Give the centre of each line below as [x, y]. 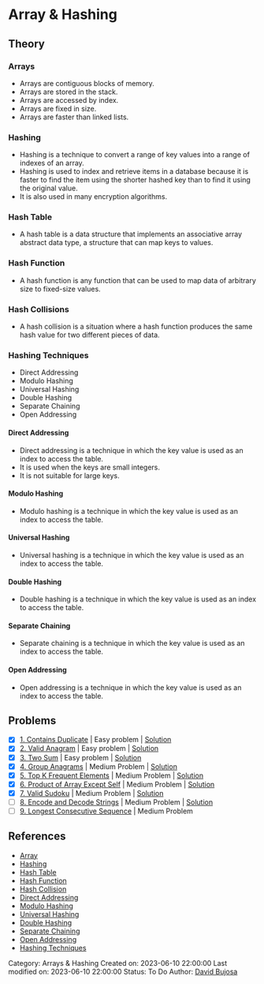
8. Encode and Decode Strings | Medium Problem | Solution [116, 802]
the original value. [48, 188]
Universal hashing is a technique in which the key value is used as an [132, 555]
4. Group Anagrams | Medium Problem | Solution [98, 766]
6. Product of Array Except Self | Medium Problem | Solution [117, 784]
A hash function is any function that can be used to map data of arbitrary [138, 280]
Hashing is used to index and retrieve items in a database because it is [134, 172]
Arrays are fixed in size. [58, 108]
